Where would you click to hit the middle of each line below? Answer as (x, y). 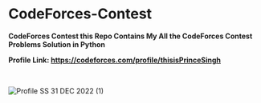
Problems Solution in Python (57, 44)
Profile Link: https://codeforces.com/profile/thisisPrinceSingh (114, 60)
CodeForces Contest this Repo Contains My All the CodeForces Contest (130, 36)
